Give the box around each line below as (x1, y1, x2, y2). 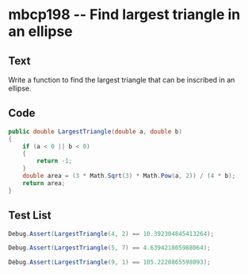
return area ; (22, 179, 66, 187)
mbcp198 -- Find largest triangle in (8, 6, 241, 24)
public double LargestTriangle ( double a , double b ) (8, 127, 182, 136)
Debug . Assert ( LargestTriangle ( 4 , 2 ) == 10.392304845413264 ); (8, 230, 215, 237)
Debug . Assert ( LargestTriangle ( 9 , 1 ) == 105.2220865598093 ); (8, 258, 212, 267)
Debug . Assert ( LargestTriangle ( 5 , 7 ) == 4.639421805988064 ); (8, 244, 212, 252)
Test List (8, 209, 52, 222)
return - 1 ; (36, 157, 73, 165)
